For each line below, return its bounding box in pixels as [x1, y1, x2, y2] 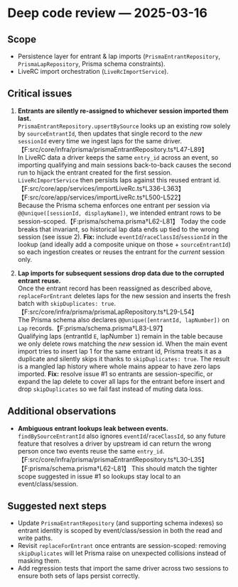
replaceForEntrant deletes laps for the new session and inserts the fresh [17, 291, 231, 300]
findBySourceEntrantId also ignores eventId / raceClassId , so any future [17, 432, 226, 440]
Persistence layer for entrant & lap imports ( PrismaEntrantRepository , [17, 52, 220, 60]
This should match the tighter [131, 463, 218, 473]
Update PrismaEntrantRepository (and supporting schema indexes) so [17, 519, 224, 527]
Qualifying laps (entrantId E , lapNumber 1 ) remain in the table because [17, 331, 223, 340]
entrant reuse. [17, 276, 62, 285]
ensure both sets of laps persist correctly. [17, 571, 140, 580]
